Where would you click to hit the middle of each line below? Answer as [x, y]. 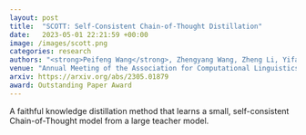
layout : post [34, 18]
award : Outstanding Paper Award [71, 85]
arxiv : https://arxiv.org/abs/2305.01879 [89, 77]
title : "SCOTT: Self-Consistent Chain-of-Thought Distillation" [136, 26]
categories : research [51, 52]
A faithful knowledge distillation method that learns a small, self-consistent [149, 111]
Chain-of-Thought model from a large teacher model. [109, 121]
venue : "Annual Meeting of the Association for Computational [130, 69]
